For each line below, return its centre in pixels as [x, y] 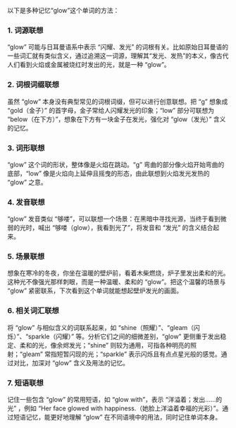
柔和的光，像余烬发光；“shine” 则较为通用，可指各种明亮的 [105, 345]
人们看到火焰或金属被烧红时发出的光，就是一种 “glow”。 [89, 65]
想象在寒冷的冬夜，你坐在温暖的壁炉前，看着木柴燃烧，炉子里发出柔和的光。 [118, 273]
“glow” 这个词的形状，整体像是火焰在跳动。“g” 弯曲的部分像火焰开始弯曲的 [116, 164]
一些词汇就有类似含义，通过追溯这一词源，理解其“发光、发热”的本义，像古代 [118, 56]
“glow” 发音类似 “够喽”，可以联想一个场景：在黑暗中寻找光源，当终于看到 [114, 219]
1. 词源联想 [25, 30]
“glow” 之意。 [27, 182]
